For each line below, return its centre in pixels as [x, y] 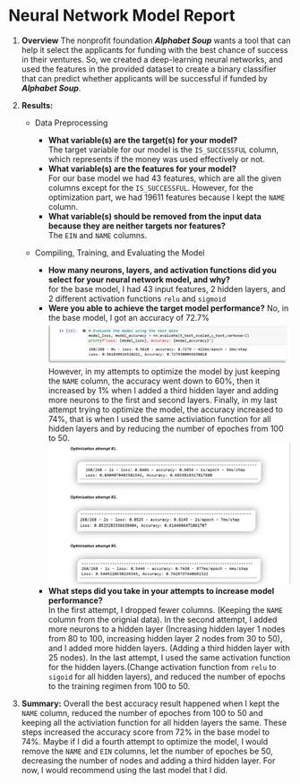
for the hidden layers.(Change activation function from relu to [162, 668]
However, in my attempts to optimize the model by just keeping [164, 371]
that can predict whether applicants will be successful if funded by [144, 78]
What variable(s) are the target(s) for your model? [143, 140]
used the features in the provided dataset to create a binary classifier [149, 69]
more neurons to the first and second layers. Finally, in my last [163, 400]
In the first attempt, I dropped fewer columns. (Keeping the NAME [165, 610]
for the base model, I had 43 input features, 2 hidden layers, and [167, 289]
